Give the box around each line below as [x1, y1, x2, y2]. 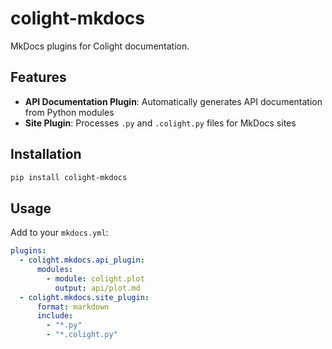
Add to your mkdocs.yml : [10, 227, 109, 239]
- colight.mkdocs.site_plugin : [19, 292, 150, 302]
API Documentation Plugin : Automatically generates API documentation [24, 95, 323, 107]
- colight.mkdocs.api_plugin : [19, 255, 145, 266]
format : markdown [36, 302, 110, 312]
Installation [10, 146, 82, 163]
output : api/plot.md [54, 283, 141, 293]
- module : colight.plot [46, 273, 145, 284]
